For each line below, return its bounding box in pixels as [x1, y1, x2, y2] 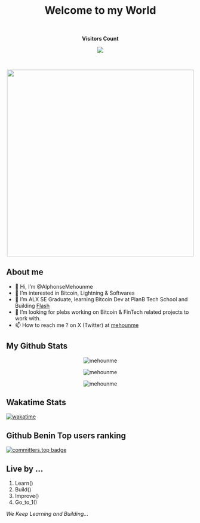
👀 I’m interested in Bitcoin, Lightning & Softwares [14, 289, 135, 296]
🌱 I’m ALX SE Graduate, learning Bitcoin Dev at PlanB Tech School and [14, 295, 188, 302]
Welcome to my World [44, 4, 156, 17]
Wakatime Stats [6, 397, 67, 407]
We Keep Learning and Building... [6, 510, 88, 517]
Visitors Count [82, 35, 119, 42]
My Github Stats [6, 341, 67, 351]
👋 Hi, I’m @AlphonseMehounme [14, 283, 94, 290]
